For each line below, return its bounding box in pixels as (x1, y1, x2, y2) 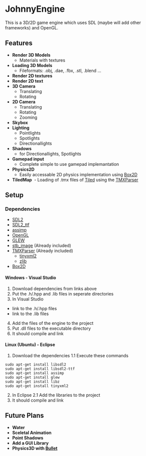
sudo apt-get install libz (5, 379, 60, 384)
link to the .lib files (12, 311, 49, 317)
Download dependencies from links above (12, 285, 97, 292)
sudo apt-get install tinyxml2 (5, 383, 69, 388)
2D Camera (12, 99, 36, 105)
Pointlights (19, 130, 41, 136)
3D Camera (12, 83, 36, 89)
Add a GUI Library (12, 440, 49, 446)
